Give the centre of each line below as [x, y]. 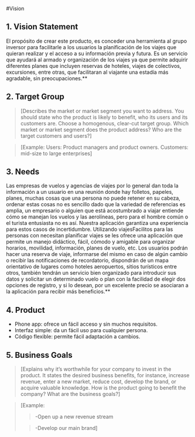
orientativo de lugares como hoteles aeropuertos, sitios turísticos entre [92, 267]
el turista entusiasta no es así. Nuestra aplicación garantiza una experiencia [97, 223]
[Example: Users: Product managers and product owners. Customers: [104, 147]
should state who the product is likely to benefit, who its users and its [104, 117]
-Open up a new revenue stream [74, 417]
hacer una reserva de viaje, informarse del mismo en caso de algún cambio [97, 254]
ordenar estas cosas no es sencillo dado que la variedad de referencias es [96, 204]
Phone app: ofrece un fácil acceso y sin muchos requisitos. [86, 324]
